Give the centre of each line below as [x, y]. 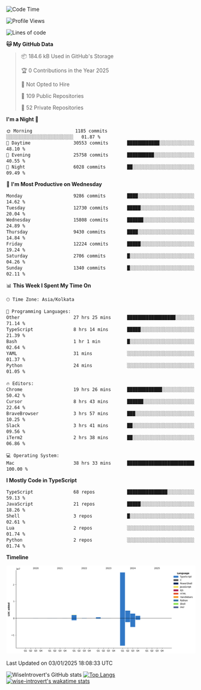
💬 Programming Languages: [38, 312]
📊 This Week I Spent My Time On [49, 286]
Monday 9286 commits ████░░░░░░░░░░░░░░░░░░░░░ [100, 196]
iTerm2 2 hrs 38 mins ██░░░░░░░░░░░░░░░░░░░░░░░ [100, 438]
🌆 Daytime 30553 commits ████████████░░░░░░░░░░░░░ [100, 143]
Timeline [17, 557]
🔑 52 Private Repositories [52, 107]
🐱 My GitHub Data [30, 44]
